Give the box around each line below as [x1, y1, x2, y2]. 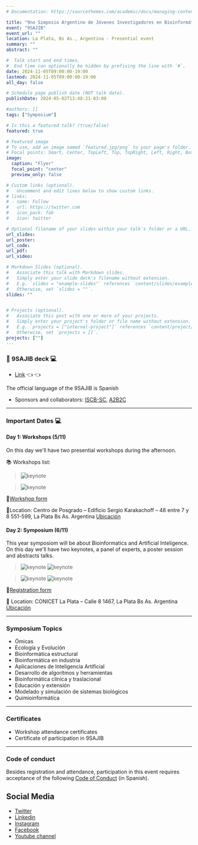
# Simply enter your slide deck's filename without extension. [6, 275, 170, 281]
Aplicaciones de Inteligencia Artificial [14, 663, 105, 670]
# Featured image [6, 138, 49, 145]
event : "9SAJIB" [6, 25, 46, 31]
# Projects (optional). [6, 307, 65, 313]
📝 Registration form [6, 587, 52, 594]
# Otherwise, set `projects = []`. [6, 329, 99, 335]
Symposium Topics [6, 624, 62, 633]
